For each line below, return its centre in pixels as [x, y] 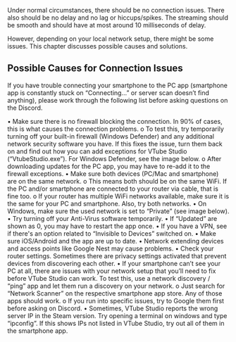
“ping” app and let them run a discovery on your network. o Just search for [116, 286]
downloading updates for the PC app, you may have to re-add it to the [109, 166]
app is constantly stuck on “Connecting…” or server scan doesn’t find [108, 93]
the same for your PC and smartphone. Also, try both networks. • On [107, 203]
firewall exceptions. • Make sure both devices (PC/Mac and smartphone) [113, 173]
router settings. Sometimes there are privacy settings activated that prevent [117, 255]
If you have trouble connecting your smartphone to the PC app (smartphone [117, 85]
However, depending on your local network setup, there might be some [111, 39]
